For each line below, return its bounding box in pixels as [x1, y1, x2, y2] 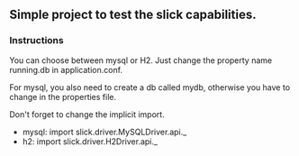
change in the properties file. [9, 91, 117, 102]
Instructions [9, 34, 65, 47]
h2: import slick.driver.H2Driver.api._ [22, 135, 158, 147]
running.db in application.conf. [9, 64, 123, 75]
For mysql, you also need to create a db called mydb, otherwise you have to [9, 81, 291, 93]
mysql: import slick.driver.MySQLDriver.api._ [22, 126, 187, 137]
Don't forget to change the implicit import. [9, 108, 165, 120]
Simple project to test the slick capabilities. [9, 7, 257, 23]
